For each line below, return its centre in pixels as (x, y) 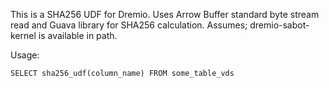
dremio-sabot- (279, 25)
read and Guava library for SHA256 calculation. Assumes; (129, 25)
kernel (23, 35)
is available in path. (78, 35)
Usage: (25, 55)
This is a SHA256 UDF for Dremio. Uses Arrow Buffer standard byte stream (165, 14)
